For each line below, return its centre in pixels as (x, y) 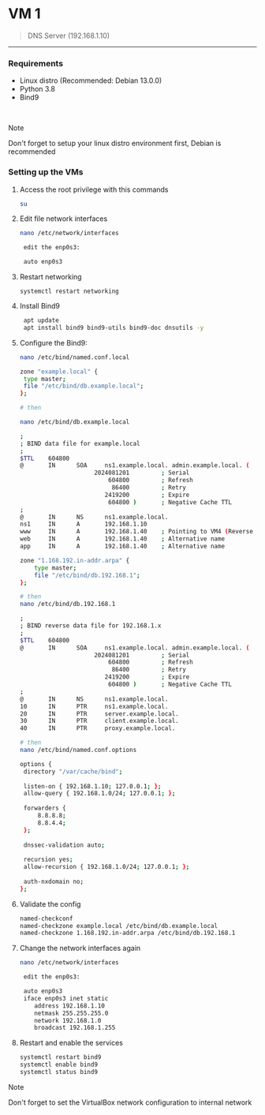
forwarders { (45, 808)
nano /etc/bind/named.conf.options (78, 750)
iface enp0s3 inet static (66, 998)
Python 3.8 (37, 89)
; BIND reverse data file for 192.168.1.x (90, 626)
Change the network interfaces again (80, 948)
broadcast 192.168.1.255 (75, 1028)
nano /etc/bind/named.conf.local (75, 357)
